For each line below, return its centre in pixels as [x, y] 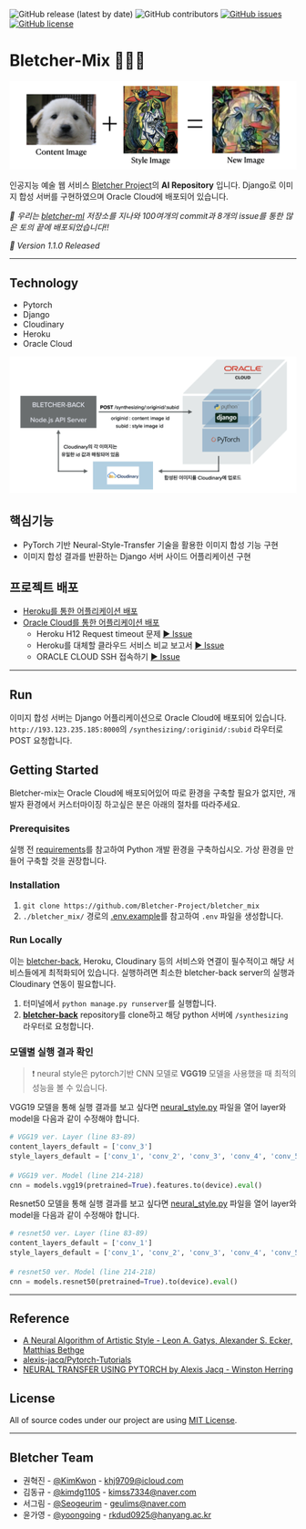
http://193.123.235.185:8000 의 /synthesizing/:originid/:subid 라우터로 [147, 729]
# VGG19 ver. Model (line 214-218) [77, 1175]
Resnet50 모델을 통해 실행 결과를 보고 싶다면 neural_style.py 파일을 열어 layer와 [153, 1203]
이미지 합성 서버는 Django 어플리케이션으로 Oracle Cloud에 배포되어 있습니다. [148, 718]
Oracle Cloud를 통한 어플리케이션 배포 [91, 623]
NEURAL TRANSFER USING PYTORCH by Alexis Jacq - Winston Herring [158, 1369]
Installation [35, 885]
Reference [40, 1319]
